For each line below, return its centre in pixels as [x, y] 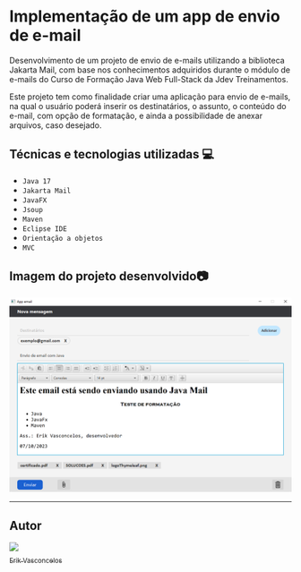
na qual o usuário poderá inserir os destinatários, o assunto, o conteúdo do [148, 106]
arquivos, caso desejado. [56, 125]
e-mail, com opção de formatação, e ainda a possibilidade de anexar [136, 115]
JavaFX [34, 200]
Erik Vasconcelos [36, 560]
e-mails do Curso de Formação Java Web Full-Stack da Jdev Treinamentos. [149, 79]
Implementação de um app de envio [145, 17]
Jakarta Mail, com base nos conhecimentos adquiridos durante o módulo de [150, 70]
